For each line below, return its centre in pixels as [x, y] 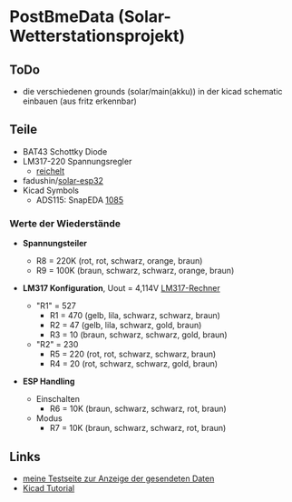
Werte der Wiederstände [65, 223]
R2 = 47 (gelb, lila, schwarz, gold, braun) [126, 326]
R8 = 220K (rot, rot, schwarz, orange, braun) [119, 261]
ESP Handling [49, 382]
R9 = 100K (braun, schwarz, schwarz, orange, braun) [135, 271]
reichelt [50, 171]
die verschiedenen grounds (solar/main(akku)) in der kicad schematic [152, 91]
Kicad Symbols [51, 190]
